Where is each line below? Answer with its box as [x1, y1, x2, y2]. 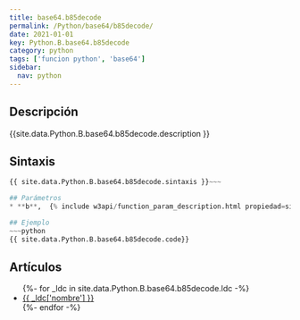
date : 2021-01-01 [9, 29, 74, 38]
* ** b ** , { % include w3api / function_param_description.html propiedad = [9, 202, 286, 211]
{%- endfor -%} [21, 302, 81, 313]
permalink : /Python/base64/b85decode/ [9, 21, 154, 30]
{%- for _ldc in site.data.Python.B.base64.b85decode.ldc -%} [21, 283, 250, 294]
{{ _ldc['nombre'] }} [21, 292, 95, 304]
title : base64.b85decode [9, 13, 102, 22]
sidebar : [9, 63, 42, 72]
